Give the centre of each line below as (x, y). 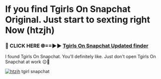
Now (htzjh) (30, 30)
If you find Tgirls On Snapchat (68, 9)
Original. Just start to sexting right (78, 20)
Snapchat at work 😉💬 (28, 62)
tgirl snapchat (36, 72)
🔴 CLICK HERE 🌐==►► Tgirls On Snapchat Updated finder (77, 46)
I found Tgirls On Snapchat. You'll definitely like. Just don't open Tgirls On (81, 57)
